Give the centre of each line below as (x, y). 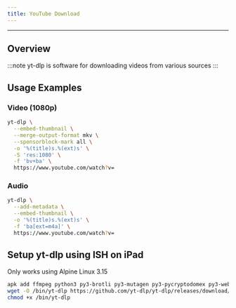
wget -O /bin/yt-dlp (38, 291)
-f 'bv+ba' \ (33, 161)
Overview (29, 49)
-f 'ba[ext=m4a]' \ (42, 226)
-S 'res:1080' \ (37, 155)
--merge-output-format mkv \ (56, 135)
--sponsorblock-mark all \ (53, 142)
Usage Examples (45, 87)
